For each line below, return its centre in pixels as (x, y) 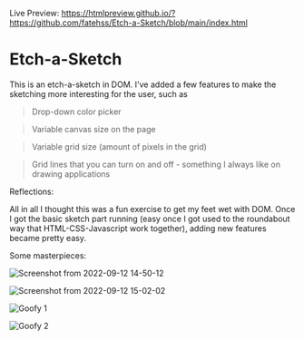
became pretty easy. (48, 238)
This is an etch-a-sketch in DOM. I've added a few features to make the (143, 84)
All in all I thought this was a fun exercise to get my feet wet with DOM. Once (152, 209)
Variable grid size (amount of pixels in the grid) (119, 146)
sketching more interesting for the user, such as (98, 93)
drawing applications (71, 174)
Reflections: (32, 191)
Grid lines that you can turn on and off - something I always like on (156, 164)
